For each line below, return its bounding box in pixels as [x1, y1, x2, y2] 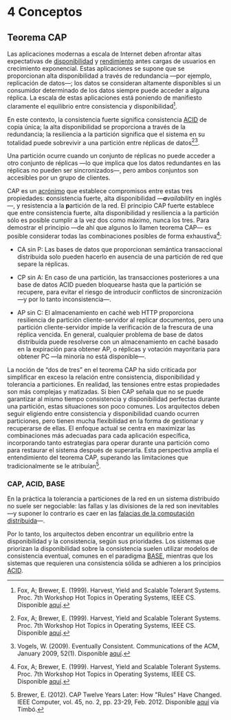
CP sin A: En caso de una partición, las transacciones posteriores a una [16, 273, 220, 281]
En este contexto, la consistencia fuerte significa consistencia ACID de [7, 115, 208, 124]
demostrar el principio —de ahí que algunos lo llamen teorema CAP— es [7, 223, 212, 232]
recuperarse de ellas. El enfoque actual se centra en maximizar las [7, 424, 196, 432]
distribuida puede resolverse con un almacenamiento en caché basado [16, 338, 219, 346]
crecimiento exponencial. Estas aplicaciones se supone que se [7, 65, 185, 72]
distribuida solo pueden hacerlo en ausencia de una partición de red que [16, 252, 223, 261]
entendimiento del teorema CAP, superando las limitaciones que [7, 453, 189, 461]
